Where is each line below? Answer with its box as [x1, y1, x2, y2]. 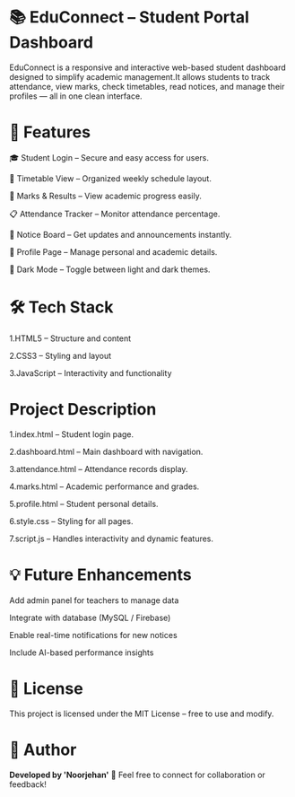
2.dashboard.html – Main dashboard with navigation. [9, 446, 204, 457]
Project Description [9, 399, 157, 419]
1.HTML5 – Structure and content [9, 333, 132, 344]
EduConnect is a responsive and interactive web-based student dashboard [9, 62, 287, 73]
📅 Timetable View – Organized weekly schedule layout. [9, 172, 213, 184]
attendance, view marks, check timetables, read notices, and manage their [9, 81, 285, 92]
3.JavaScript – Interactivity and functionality [9, 367, 172, 378]
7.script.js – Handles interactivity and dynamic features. [9, 533, 213, 544]
